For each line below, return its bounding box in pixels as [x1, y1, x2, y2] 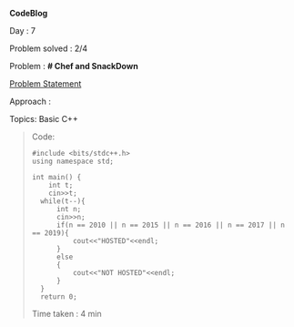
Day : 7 [9, 26, 36, 36]
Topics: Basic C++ [9, 114, 79, 124]
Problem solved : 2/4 [9, 43, 88, 54]
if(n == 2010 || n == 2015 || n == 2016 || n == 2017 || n [56, 220, 285, 230]
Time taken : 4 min [31, 309, 102, 319]
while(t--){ [40, 197, 86, 206]
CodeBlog [9, 8, 48, 18]
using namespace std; [31, 157, 114, 166]
